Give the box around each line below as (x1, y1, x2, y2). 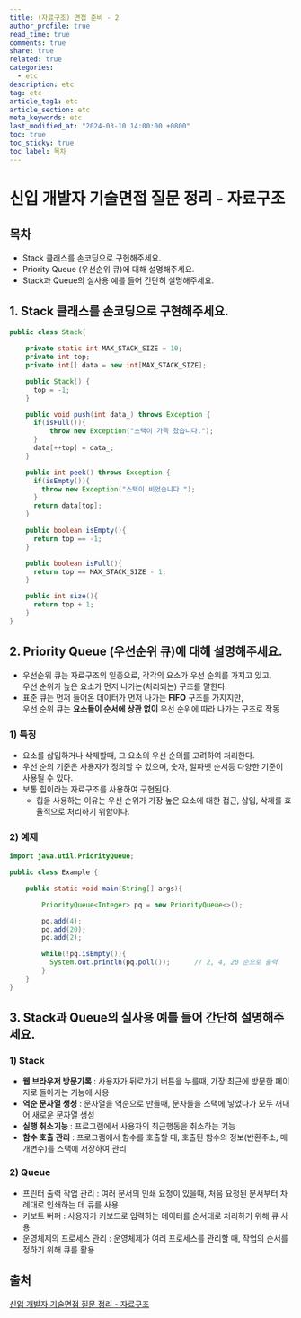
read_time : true (9, 30, 70, 39)
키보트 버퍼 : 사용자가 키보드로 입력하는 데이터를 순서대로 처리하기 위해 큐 (22, 1210, 279, 1221)
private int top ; (25, 352, 91, 362)
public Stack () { (25, 376, 91, 386)
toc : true (9, 130, 47, 139)
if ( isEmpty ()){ (32, 476, 91, 485)
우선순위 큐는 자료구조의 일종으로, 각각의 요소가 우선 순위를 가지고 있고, (22, 669, 272, 680)
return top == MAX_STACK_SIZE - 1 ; (32, 567, 167, 576)
